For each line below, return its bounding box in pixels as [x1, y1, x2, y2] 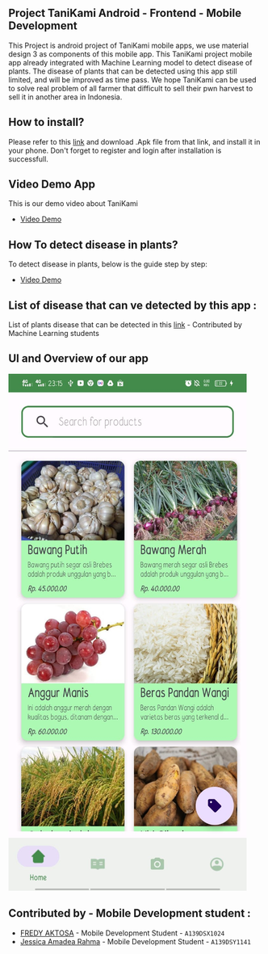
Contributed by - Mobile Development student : [8, 906, 252, 920]
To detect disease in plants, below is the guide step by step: [8, 259, 208, 269]
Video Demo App [8, 178, 95, 191]
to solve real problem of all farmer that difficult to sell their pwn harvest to [8, 83, 253, 93]
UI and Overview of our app [8, 351, 149, 366]
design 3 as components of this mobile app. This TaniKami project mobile [8, 48, 253, 59]
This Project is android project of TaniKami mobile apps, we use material [8, 40, 249, 50]
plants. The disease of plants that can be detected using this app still [8, 66, 237, 76]
